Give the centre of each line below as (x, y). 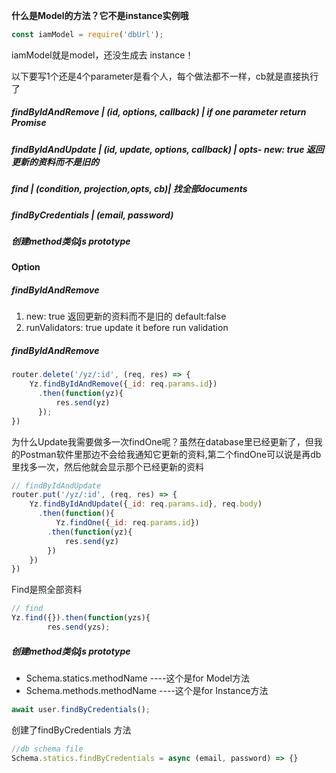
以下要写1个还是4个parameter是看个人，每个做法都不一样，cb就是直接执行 (165, 76)
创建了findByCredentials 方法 (71, 730)
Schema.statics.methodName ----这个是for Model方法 (137, 678)
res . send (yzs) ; (79, 627)
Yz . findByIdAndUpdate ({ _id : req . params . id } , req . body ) (146, 504)
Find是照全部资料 (47, 590)
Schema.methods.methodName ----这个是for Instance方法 (147, 690)
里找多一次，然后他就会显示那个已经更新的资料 (107, 466)
